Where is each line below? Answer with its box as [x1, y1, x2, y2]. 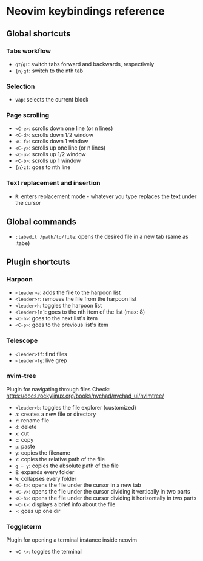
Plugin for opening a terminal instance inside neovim [6, 536, 138, 543]
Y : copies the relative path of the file [15, 455, 105, 463]
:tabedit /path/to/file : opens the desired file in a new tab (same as [15, 233, 189, 240]
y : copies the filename [15, 449, 71, 456]
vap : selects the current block [15, 96, 89, 103]
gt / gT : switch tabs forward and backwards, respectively [15, 60, 155, 67]
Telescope [6, 336, 38, 345]
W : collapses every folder [15, 475, 77, 482]
